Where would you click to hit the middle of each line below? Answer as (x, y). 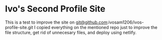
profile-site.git (19, 27)
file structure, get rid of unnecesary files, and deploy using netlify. (71, 32)
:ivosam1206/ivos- (125, 22)
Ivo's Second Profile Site (55, 9)
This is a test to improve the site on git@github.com (56, 22)
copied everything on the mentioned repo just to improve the (97, 27)
